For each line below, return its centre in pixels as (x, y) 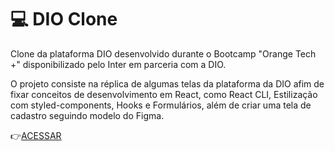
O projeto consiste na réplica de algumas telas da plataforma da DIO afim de (167, 83)
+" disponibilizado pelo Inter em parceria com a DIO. (118, 64)
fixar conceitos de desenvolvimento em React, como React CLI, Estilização (164, 94)
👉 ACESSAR (36, 135)
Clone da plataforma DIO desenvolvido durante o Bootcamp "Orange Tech (163, 53)
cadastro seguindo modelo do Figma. (87, 115)
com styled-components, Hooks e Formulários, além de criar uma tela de (161, 105)
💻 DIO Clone (64, 19)
